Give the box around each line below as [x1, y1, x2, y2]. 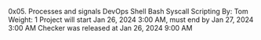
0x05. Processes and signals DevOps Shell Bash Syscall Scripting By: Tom [8, 7, 248, 16]
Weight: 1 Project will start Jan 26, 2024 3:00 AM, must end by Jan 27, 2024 [8, 15, 254, 24]
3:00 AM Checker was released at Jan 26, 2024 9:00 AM [8, 24, 193, 32]
